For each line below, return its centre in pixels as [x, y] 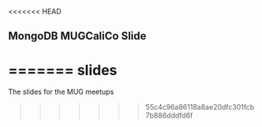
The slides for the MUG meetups [61, 92]
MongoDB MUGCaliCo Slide [77, 36]
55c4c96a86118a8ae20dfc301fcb [200, 107]
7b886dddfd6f [169, 116]
